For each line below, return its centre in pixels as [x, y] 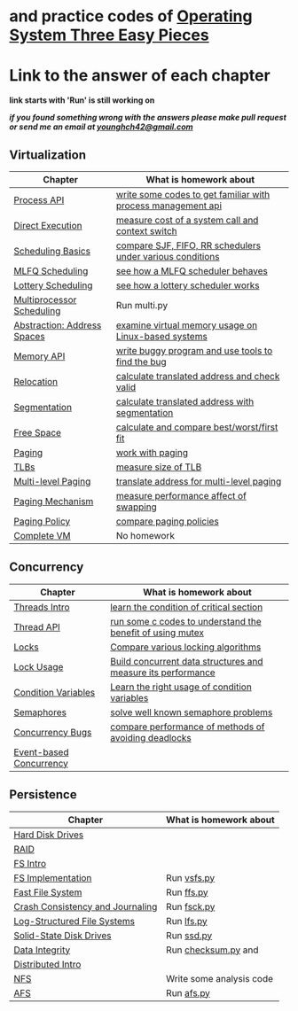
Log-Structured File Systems [74, 921]
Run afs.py [188, 992]
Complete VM [42, 535]
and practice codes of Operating [131, 16]
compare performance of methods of [188, 727]
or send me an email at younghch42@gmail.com [101, 127]
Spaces [30, 336]
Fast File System [48, 892]
